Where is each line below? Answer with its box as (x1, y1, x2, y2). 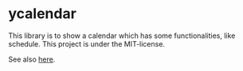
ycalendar (8, 5, 77, 23)
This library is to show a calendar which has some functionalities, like (8, 31, 236, 40)
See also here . (8, 54, 56, 64)
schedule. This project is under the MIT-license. (8, 39, 166, 48)
